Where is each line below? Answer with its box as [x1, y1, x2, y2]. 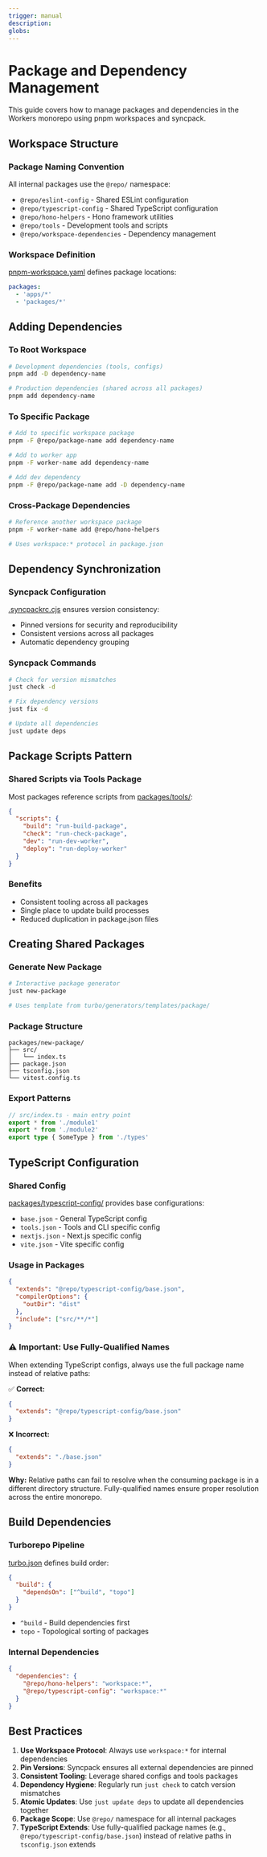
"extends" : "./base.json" [15, 1453, 103, 1461]
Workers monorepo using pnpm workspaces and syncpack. [8, 113, 207, 123]
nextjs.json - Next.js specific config [19, 1230, 142, 1240]
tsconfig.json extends [19, 1839, 97, 1850]
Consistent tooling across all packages [19, 897, 149, 906]
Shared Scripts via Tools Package [8, 774, 142, 785]
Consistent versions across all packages [19, 629, 154, 639]
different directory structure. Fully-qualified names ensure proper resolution [8, 1483, 260, 1493]
